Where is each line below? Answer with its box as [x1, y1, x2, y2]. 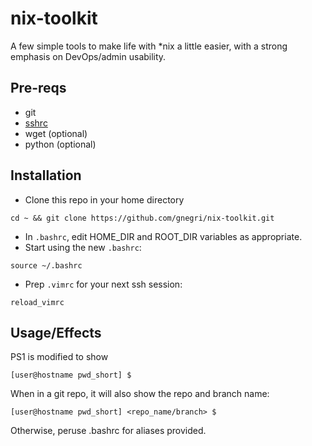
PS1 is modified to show [10, 351, 109, 363]
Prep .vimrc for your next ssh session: [24, 278, 183, 290]
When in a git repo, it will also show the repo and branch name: [10, 388, 270, 400]
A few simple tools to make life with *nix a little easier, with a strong [10, 40, 288, 52]
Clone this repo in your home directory [24, 193, 185, 206]
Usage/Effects [10, 324, 102, 341]
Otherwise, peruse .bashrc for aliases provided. [10, 425, 207, 437]
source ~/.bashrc [10, 260, 83, 271]
